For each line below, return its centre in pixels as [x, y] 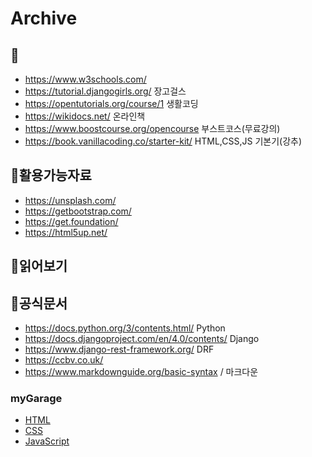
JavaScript [47, 441]
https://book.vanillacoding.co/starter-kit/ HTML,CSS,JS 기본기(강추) [163, 141]
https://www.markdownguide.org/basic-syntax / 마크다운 [141, 372]
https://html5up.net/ [66, 232]
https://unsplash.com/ [70, 200]
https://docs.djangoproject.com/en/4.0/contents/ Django [142, 339]
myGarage [36, 398]
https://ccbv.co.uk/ [64, 360]
